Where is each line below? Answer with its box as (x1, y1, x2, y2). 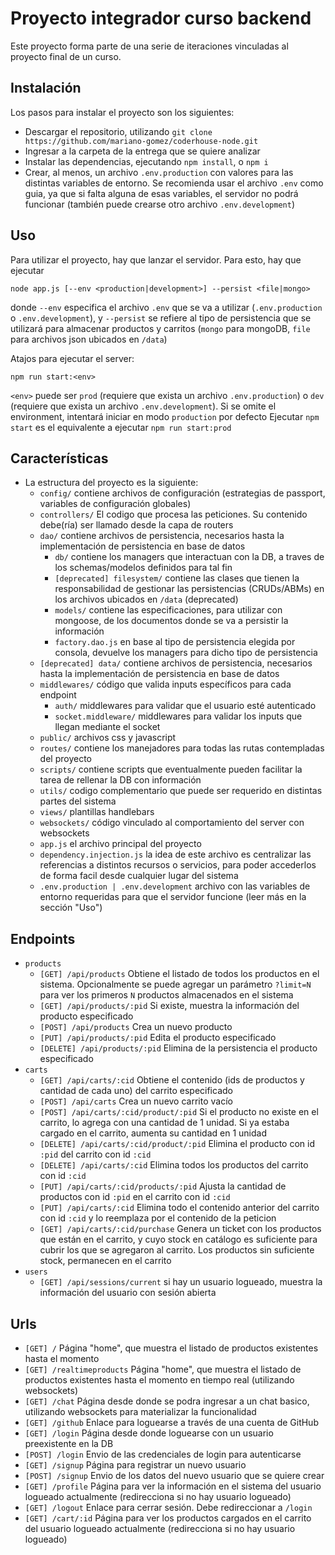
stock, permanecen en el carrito (39, 1255, 172, 1267)
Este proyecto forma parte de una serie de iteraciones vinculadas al (10, 40, 289, 52)
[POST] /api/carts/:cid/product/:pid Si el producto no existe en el (39, 1106, 319, 1118)
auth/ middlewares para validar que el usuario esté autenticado (54, 700, 317, 712)
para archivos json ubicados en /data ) (10, 333, 168, 345)
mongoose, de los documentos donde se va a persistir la (54, 615, 289, 627)
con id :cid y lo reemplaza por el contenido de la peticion (39, 1212, 277, 1224)
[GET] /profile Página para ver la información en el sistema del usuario (24, 1480, 322, 1492)
